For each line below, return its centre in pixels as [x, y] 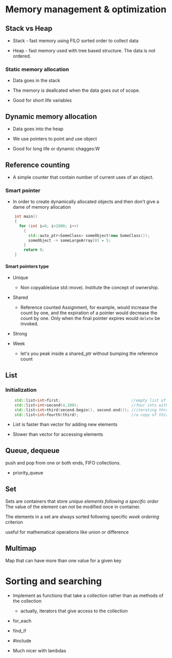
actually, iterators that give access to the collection [74, 611]
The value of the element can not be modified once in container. [73, 507]
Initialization [21, 390]
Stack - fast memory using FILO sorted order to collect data [76, 41]
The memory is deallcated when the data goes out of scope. [76, 90]
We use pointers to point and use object [55, 139]
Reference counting [38, 165]
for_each [22, 621]
